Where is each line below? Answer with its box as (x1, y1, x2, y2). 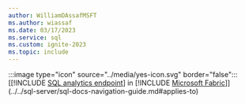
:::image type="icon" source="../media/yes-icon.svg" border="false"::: (8, 70, 239, 79)
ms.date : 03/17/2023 (8, 26, 77, 34)
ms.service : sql (8, 33, 62, 42)
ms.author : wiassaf (8, 19, 73, 27)
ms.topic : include (8, 48, 69, 56)
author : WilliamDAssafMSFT (8, 11, 97, 20)
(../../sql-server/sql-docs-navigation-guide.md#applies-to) (8, 87, 199, 95)
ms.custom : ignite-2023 (8, 41, 87, 49)
